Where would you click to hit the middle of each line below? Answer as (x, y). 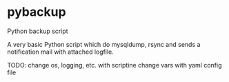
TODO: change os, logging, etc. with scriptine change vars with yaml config (114, 65)
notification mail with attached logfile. (60, 52)
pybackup (37, 12)
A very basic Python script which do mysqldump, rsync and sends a (104, 44)
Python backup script (38, 31)
